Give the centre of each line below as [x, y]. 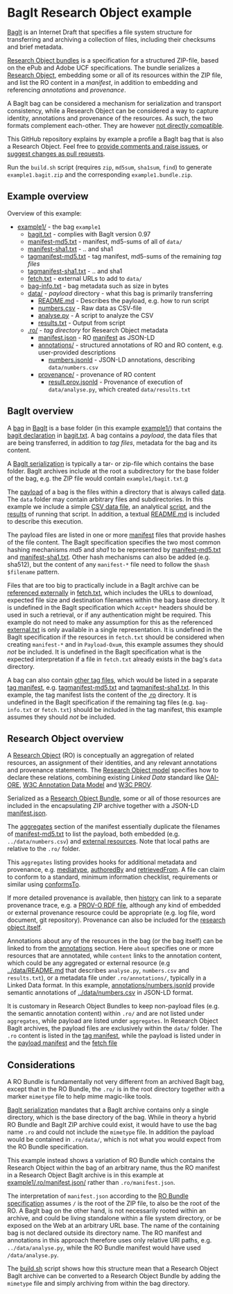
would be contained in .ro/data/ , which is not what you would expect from [114, 1140]
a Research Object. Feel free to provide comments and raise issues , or [107, 146]
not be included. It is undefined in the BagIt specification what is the [104, 652]
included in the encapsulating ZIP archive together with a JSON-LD [103, 806]
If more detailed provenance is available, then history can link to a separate [114, 898]
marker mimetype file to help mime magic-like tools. [80, 1097]
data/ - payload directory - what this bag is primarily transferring [120, 293]
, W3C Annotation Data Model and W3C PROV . [86, 785]
